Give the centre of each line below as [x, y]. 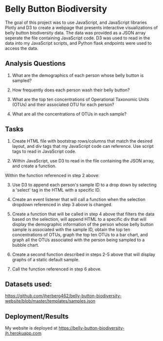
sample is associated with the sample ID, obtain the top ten [71, 229]
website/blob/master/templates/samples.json [50, 301]
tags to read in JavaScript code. [44, 151]
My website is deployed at [31, 328]
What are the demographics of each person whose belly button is [78, 75]
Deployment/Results [37, 316]
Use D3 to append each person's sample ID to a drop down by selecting [84, 185]
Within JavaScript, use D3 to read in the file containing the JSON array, [83, 161]
